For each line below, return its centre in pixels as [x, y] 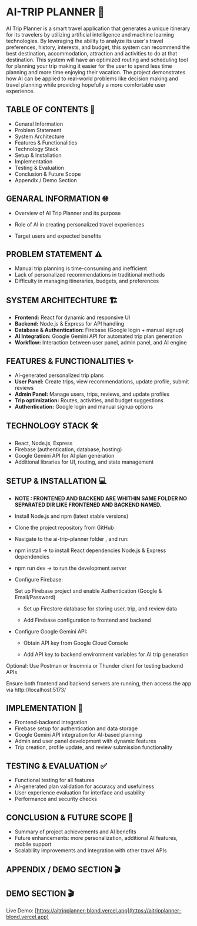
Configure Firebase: [39, 579]
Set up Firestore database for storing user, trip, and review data [100, 608]
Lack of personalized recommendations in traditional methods [90, 275]
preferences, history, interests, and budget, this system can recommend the [98, 47]
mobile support [33, 844]
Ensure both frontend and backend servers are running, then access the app [99, 683]
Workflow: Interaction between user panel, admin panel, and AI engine [101, 343]
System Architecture [39, 136]
